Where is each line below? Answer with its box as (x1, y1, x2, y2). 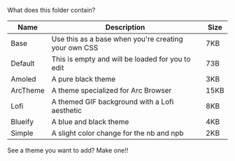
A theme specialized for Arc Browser (51, 86, 172, 95)
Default (10, 59, 35, 68)
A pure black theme (51, 75, 116, 84)
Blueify (10, 117, 34, 126)
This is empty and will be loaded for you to (51, 54, 191, 63)
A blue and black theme (51, 117, 129, 126)
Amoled (10, 75, 36, 84)
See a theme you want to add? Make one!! (7, 146, 129, 154)
